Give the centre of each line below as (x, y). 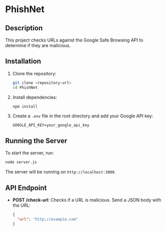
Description (24, 28)
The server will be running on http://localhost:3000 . (60, 172)
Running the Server (36, 141)
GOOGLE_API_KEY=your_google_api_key (51, 125)
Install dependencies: (35, 97)
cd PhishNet (25, 87)
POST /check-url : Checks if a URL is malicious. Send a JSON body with (87, 200)
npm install (25, 106)
